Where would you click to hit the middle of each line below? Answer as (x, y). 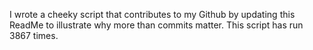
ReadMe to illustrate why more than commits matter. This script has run (156, 25)
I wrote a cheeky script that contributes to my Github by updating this (152, 14)
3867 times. (34, 35)
